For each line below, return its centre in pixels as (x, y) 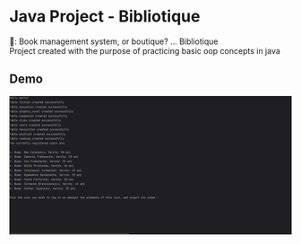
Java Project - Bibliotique (105, 17)
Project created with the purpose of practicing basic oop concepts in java (145, 50)
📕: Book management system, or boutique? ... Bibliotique (114, 41)
